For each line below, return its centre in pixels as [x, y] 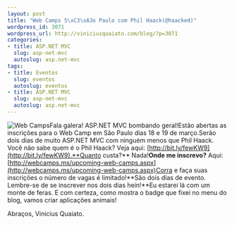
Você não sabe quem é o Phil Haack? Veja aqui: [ [78, 148]
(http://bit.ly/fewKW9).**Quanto [54, 155]
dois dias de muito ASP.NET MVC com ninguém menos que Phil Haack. [111, 140]
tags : [15, 66]
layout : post [26, 14]
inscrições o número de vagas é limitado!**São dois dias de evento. [107, 177]
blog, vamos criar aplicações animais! [62, 200]
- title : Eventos [33, 72]
